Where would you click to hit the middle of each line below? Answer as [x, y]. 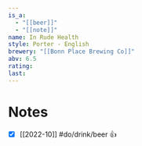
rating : [21, 66]
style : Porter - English [49, 45]
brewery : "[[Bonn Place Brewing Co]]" [71, 52]
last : [17, 73]
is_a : [17, 15]
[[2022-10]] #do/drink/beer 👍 [68, 134]
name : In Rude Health [44, 37]
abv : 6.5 [22, 59]
